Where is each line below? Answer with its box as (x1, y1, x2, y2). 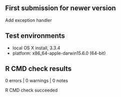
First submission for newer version (5, 4, 116, 12)
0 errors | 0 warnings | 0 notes (5, 78, 68, 84)
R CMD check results (5, 65, 72, 73)
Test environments (5, 32, 65, 40)
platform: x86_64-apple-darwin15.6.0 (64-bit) (12, 50, 106, 56)
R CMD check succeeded (5, 87, 58, 94)
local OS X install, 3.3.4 (12, 45, 60, 51)
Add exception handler (5, 17, 52, 23)
